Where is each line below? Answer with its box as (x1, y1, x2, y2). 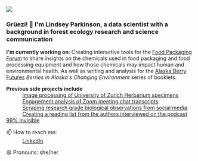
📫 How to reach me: (6, 129, 57, 136)
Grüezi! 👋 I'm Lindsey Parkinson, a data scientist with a (6, 20, 169, 29)
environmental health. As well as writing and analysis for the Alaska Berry (6, 68, 187, 75)
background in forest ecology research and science (6, 27, 159, 36)
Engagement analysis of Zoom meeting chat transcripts (22, 98, 159, 105)
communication (6, 35, 53, 43)
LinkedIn (22, 137, 44, 144)
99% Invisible (6, 117, 40, 124)
